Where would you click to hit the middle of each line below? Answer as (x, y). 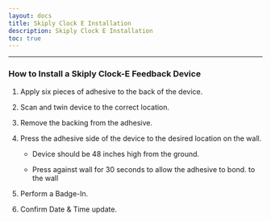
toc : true (25, 38)
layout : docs (30, 16)
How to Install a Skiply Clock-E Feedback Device (105, 74)
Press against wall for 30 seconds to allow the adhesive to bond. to (144, 169)
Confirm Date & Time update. (69, 209)
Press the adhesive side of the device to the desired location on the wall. (141, 138)
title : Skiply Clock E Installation (70, 23)
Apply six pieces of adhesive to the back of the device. (111, 91)
